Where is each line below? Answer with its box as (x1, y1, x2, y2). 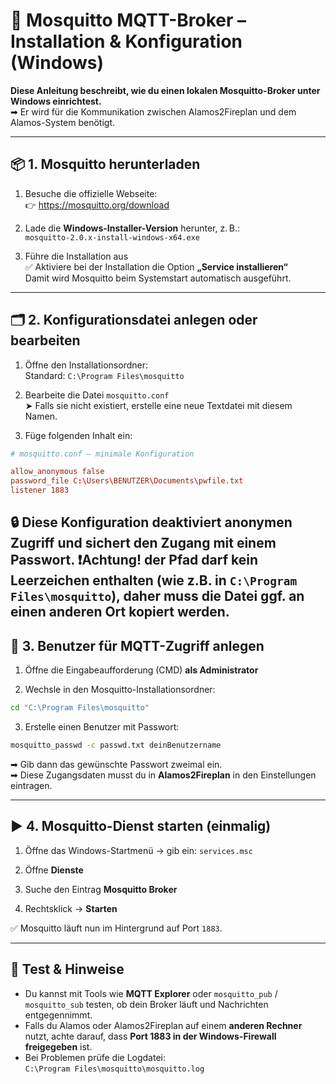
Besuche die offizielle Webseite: (24, 187, 158, 199)
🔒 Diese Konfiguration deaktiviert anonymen (10, 514, 293, 531)
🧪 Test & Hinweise (10, 961, 125, 978)
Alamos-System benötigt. (10, 116, 116, 128)
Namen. (24, 410, 58, 422)
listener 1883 (10, 485, 70, 496)
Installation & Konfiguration (10, 30, 243, 53)
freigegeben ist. (24, 1040, 93, 1053)
